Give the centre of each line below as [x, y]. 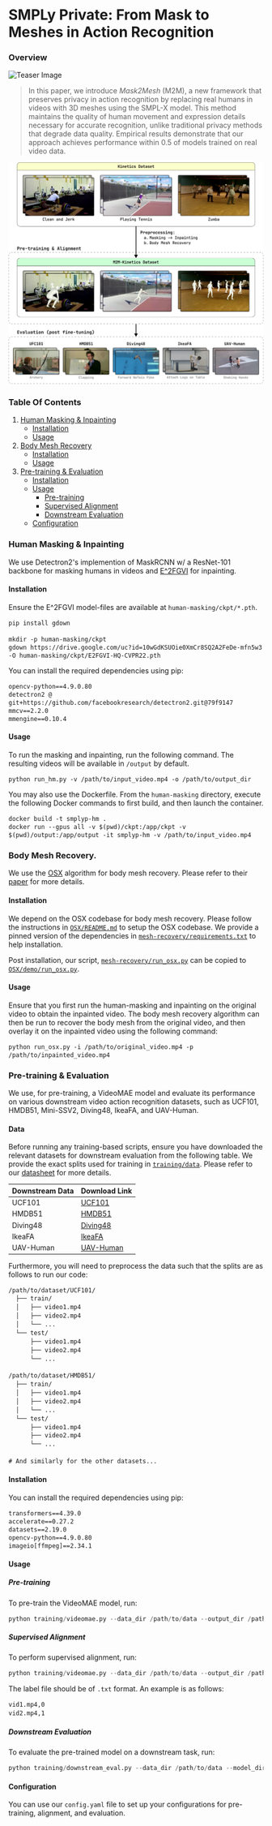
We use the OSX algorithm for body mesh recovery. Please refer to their [128, 873]
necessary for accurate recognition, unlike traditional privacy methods [145, 125]
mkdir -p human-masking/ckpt [57, 639]
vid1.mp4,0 [27, 1705]
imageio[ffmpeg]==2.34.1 [50, 1546]
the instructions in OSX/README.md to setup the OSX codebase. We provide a [134, 927]
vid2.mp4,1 [27, 1713]
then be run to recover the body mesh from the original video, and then [127, 1022]
